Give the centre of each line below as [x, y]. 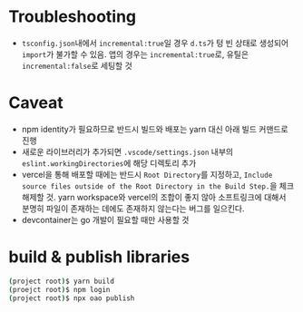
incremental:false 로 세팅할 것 [77, 65]
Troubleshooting [73, 17]
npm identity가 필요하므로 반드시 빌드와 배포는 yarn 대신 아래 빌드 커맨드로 [155, 129]
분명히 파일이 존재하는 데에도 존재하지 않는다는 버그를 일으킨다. [133, 208]
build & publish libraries [99, 257]
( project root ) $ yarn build [62, 281]
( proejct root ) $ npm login [59, 289]
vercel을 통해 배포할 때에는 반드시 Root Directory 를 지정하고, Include [147, 174]
